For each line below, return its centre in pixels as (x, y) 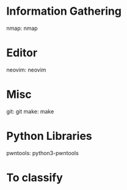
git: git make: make (30, 111)
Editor (22, 53)
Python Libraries (49, 136)
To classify (34, 177)
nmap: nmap (22, 28)
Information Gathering (64, 11)
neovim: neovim (27, 70)
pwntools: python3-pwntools (43, 153)
